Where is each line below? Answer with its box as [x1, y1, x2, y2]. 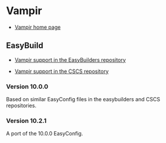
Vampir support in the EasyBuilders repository [14, 56, 126, 63]
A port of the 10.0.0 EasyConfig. [6, 130, 83, 137]
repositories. [6, 102, 37, 109]
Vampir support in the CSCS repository [14, 68, 109, 75]
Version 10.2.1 [6, 117, 47, 125]
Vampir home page [14, 24, 61, 31]
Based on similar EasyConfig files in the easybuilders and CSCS [6, 96, 160, 103]
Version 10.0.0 [6, 82, 49, 91]
